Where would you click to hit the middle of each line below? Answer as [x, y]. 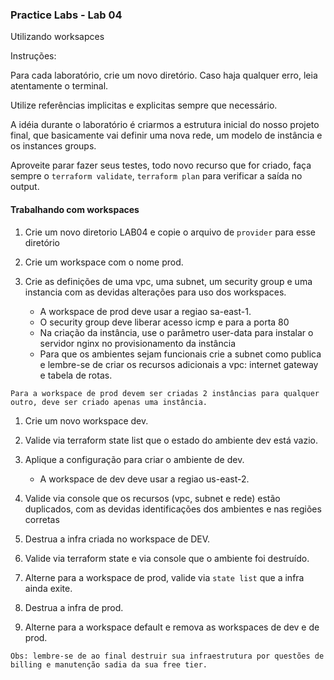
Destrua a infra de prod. [74, 607]
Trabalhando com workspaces [75, 209]
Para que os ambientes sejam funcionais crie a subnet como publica [180, 354]
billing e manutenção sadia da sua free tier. [109, 664]
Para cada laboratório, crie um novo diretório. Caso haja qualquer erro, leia [164, 75]
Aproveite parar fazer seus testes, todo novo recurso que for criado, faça [161, 165]
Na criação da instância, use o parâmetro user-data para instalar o [176, 332]
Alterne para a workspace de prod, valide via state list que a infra [164, 577]
